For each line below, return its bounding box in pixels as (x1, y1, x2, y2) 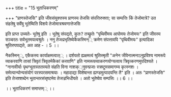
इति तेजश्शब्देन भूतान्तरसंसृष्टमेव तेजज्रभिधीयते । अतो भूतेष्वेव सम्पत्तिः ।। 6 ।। (5, 75, 133, 81)
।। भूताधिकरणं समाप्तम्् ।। (5, 85, 55, 91)
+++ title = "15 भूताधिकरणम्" (5, 5, 59, 11)
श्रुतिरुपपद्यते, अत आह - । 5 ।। (5, 42, 60, 48)
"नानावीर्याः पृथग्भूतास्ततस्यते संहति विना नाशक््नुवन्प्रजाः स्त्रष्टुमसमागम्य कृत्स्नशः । (5, 64, 139, 70)
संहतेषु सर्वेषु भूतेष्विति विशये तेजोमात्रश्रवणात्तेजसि (5, 21, 80, 26)
